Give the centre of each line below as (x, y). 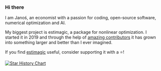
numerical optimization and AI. (35, 23)
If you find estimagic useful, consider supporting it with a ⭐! (65, 52)
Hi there (15, 7)
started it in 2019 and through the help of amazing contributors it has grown (80, 37)
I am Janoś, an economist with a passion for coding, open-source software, (80, 18)
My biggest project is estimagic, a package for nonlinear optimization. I (76, 32)
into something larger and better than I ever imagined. (59, 43)
